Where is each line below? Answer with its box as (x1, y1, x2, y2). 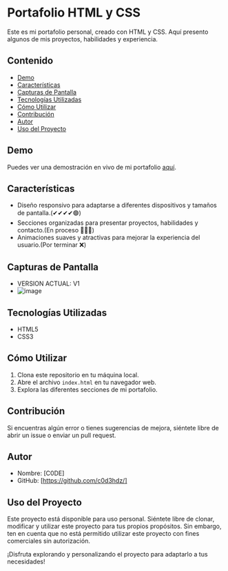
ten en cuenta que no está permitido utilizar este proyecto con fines (7, 530, 200, 538)
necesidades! (7, 557, 45, 566)
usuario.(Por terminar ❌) (17, 241, 87, 249)
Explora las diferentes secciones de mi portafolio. (17, 385, 158, 394)
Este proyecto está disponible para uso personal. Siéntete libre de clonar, (7, 515, 215, 523)
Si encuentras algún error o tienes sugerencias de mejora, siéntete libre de (7, 423, 219, 432)
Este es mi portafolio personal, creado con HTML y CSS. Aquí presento (7, 28, 209, 36)
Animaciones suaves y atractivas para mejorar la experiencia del (17, 233, 200, 242)
